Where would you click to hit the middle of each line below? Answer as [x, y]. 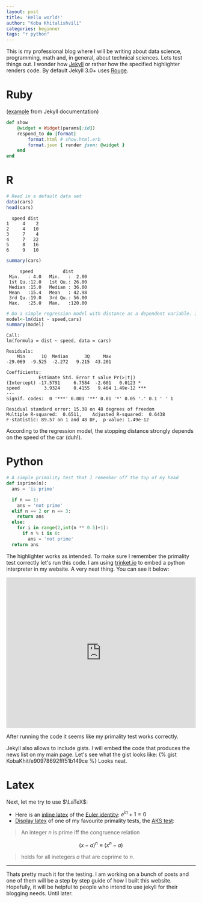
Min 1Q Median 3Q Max [64, 357]
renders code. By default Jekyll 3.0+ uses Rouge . [67, 70]
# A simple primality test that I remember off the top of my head [93, 478]
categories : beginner [33, 29]
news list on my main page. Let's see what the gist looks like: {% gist [91, 754]
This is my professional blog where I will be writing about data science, [94, 51]
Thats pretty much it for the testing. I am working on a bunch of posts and [98, 874]
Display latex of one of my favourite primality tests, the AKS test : [95, 821]
